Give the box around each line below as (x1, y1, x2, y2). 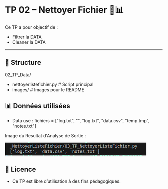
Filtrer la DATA (12, 34, 42, 40)
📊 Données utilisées (5, 102, 71, 110)
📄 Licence (5, 165, 36, 173)
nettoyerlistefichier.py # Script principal (12, 81, 94, 87)
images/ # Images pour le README (12, 86, 85, 93)
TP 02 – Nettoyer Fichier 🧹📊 (5, 4, 124, 16)
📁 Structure (5, 58, 41, 67)
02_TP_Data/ (5, 71, 31, 78)
